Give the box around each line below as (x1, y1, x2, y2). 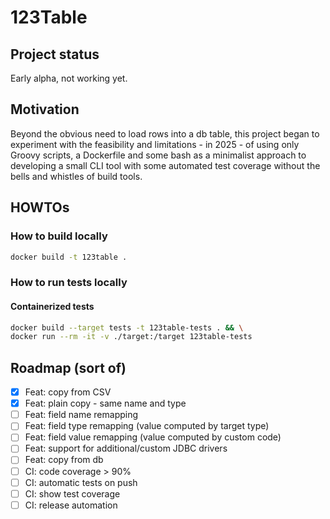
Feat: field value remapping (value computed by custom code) (24, 431, 282, 443)
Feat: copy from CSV (24, 386, 112, 398)
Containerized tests (10, 300, 95, 312)
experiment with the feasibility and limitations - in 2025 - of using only (10, 138, 300, 150)
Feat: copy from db (24, 454, 104, 466)
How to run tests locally (10, 276, 128, 290)
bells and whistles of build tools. (10, 170, 143, 182)
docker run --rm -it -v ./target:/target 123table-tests (10, 332, 253, 342)
